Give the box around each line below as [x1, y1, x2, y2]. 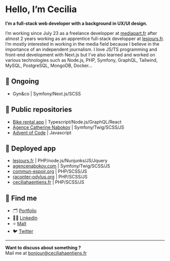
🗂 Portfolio [12, 208, 37, 214]
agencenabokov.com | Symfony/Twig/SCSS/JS [12, 163, 110, 169]
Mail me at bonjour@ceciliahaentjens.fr [5, 250, 87, 256]
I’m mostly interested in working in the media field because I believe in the [5, 41, 160, 47]
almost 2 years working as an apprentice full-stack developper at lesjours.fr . [5, 35, 164, 42]
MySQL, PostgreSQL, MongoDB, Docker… [5, 62, 93, 68]
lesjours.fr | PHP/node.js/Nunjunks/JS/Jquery [12, 158, 108, 164]
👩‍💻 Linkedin [12, 215, 38, 221]
